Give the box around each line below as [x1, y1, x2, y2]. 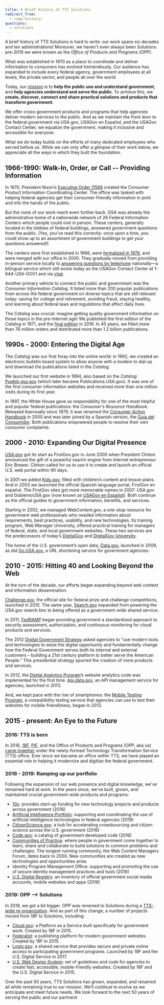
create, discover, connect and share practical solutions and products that [5, 94, 158, 100]
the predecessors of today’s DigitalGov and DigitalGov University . [5, 533, 137, 539]
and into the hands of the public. [5, 200, 71, 206]
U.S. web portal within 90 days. [5, 467, 69, 473]
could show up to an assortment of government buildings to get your [5, 235, 144, 241]
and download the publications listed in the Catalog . [5, 364, 110, 369]
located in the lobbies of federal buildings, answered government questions [5, 225, 158, 230]
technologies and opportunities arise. [12, 858, 88, 864]
